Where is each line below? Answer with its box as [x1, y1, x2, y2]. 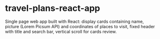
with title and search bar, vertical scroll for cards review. [5, 29, 117, 34]
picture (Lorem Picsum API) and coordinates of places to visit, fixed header [5, 23, 155, 29]
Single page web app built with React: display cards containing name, [5, 19, 144, 24]
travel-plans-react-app [5, 3, 100, 14]
